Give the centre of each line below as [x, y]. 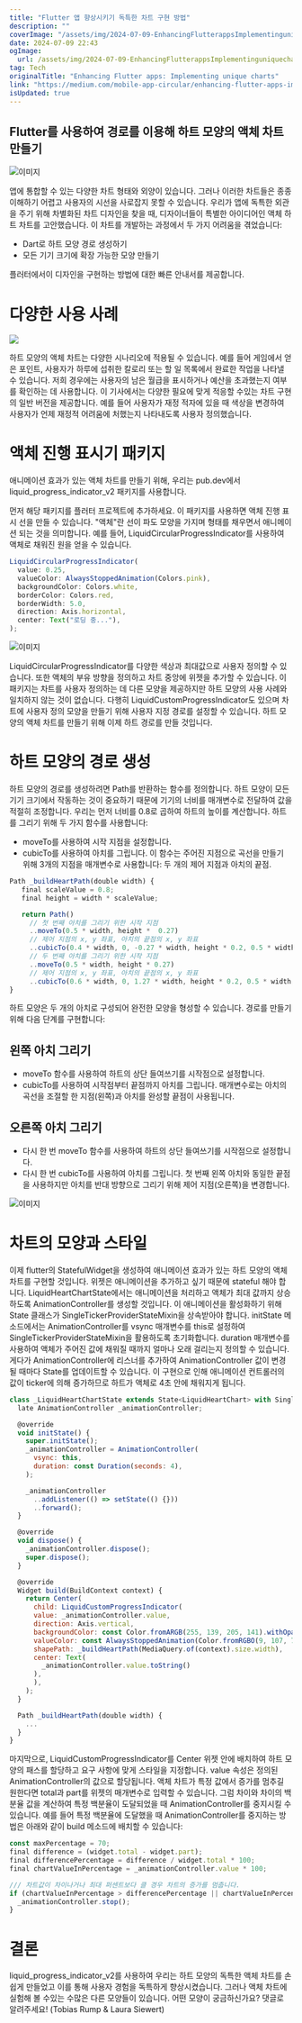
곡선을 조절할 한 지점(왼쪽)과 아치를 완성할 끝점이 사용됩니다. [129, 1096]
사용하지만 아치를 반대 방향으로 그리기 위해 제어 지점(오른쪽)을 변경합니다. [161, 1184]
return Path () [48, 914]
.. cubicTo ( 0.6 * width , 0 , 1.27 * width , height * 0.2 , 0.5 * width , [162, 981]
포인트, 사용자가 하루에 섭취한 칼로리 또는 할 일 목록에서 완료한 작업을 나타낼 [151, 369]
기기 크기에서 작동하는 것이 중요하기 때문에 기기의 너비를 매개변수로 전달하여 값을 [151, 800]
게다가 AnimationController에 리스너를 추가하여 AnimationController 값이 [139, 1360]
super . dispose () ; [58, 1557]
